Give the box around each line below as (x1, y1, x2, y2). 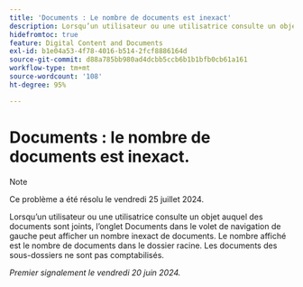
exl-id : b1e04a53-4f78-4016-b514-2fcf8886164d (9, 47, 188, 56)
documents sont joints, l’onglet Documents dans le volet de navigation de (9, 220, 281, 231)
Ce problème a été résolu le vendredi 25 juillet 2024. (9, 193, 205, 204)
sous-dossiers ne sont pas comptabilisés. (9, 249, 165, 260)
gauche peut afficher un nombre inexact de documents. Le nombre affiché (9, 230, 287, 241)
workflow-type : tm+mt (9, 64, 91, 73)
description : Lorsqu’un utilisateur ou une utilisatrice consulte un (9, 22, 277, 31)
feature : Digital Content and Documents (9, 38, 164, 48)
